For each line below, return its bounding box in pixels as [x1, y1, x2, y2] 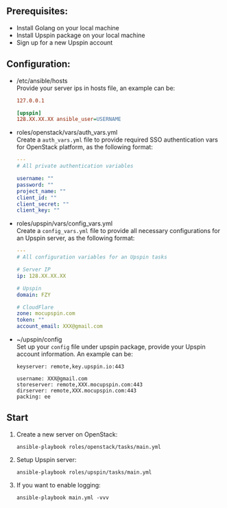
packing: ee [16, 393, 51, 400]
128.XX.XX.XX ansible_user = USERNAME [16, 116, 121, 123]
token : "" [16, 316, 45, 324]
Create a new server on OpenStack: [16, 430, 118, 439]
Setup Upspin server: [16, 455, 77, 463]
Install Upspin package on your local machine [16, 31, 145, 39]
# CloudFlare [16, 304, 54, 311]
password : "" [16, 181, 54, 188]
